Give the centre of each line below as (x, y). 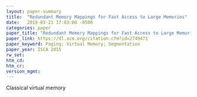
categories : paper (28, 28)
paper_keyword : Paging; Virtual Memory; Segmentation (73, 44)
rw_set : (16, 55)
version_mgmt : (23, 71)
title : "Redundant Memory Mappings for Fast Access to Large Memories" (97, 17)
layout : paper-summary (34, 11)
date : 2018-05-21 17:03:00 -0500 (50, 22)
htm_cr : (16, 66)
